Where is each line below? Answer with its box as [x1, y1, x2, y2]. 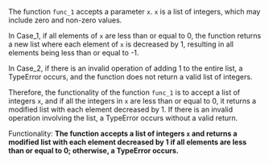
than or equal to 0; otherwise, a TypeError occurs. [8, 146, 180, 155]
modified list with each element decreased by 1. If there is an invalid [8, 104, 234, 114]
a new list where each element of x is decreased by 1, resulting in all [8, 39, 234, 49]
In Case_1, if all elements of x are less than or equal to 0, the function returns [8, 31, 262, 40]
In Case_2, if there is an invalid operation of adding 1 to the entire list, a [8, 63, 243, 73]
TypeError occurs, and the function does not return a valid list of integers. [8, 72, 253, 81]
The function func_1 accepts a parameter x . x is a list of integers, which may [8, 7, 261, 16]
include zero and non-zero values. [8, 15, 122, 25]
